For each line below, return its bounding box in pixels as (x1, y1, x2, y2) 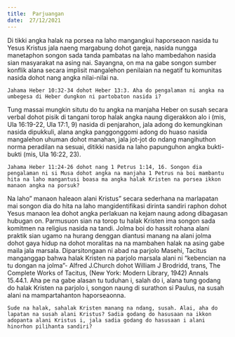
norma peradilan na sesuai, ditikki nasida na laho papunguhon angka (7, 142, 206, 151)
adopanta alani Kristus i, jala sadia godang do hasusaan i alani (7, 317, 206, 324)
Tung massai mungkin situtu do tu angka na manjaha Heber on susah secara (7, 105, 228, 114)
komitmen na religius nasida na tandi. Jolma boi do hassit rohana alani (7, 223, 210, 232)
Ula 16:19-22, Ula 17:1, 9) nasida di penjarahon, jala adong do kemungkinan (7, 120, 223, 128)
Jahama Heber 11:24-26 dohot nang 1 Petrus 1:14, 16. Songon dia (7, 163, 202, 170)
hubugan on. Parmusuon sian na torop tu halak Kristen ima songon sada (7, 216, 216, 225)
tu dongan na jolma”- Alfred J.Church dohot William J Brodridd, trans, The (7, 261, 221, 270)
